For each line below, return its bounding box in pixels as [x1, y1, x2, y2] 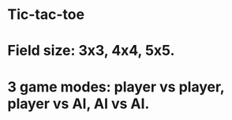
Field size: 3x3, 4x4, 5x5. [7, 42, 175, 60]
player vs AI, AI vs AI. [7, 95, 150, 112]
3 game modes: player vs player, [7, 77, 225, 96]
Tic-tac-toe [7, 6, 84, 24]
